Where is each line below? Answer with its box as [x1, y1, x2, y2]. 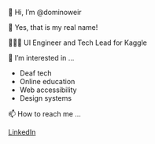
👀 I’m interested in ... [8, 54, 75, 62]
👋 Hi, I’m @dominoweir [8, 8, 82, 17]
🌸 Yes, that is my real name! [8, 23, 98, 31]
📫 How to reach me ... [8, 109, 81, 118]
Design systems [19, 94, 72, 102]
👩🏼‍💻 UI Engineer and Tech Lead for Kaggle [8, 38, 147, 47]
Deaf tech [19, 68, 53, 78]
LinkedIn [8, 127, 36, 137]
